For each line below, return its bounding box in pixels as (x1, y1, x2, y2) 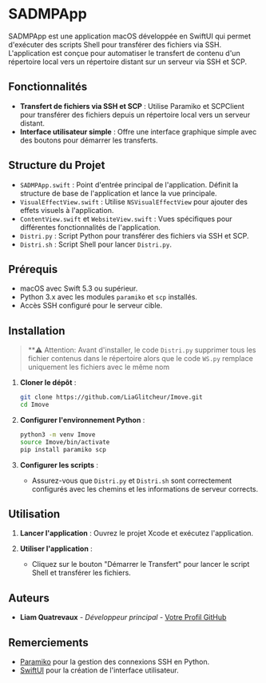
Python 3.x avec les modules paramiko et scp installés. (19, 292, 198, 302)
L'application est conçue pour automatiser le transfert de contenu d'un (8, 48, 241, 58)
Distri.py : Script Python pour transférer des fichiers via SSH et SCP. (19, 231, 249, 240)
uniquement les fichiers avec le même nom (27, 362, 170, 372)
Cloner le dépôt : (19, 378, 77, 388)
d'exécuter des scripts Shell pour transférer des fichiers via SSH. (8, 39, 222, 49)
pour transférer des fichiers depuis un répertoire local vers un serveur (19, 110, 250, 119)
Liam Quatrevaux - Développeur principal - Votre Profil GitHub (19, 613, 227, 622)
